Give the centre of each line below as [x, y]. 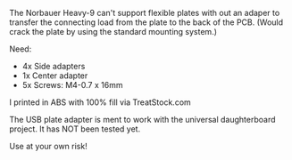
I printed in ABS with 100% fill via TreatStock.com [100, 102]
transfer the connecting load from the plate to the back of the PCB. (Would [146, 22]
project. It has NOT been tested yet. [75, 129]
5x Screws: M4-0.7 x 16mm [72, 85]
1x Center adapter [55, 76]
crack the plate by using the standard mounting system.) [113, 32]
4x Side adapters [54, 66]
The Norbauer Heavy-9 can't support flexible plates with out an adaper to [145, 13]
